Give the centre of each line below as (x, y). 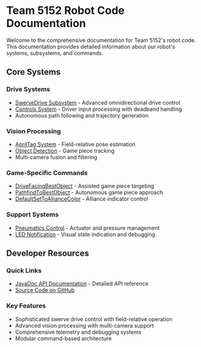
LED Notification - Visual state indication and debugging (85, 234)
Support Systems (32, 214)
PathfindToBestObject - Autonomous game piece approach (89, 193)
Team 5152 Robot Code (66, 11)
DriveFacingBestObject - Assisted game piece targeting (84, 186)
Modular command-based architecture (63, 338)
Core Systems (34, 72)
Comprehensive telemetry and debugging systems (78, 332)
